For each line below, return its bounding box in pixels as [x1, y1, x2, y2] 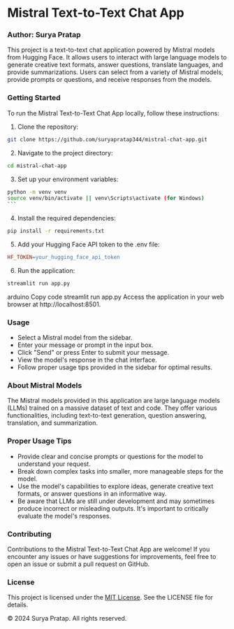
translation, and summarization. [7, 418, 98, 427]
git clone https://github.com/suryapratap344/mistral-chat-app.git [7, 136, 208, 143]
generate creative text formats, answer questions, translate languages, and [7, 61, 224, 69]
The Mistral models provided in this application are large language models [7, 397, 220, 405]
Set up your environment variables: [17, 175, 119, 183]
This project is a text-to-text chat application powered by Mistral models [7, 45, 215, 54]
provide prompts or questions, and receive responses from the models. [7, 76, 212, 84]
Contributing [7, 529, 52, 539]
